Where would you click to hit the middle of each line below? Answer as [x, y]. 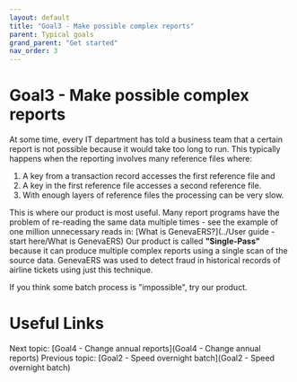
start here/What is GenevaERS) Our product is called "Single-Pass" [135, 241]
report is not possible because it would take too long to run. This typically [145, 149]
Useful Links [57, 324]
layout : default [39, 18]
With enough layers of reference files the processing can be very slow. [153, 195]
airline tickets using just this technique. [81, 270]
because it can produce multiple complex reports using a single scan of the [149, 251]
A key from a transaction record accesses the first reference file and [148, 176]
